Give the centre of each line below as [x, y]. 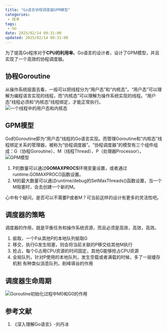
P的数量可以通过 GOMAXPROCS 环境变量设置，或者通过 [70, 168]
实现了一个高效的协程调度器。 [36, 59]
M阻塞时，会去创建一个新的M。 [45, 187]
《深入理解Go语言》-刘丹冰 [41, 324]
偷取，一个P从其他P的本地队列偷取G [50, 238]
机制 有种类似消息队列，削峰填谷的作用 [53, 263]
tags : [11, 24]
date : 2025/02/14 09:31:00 [33, 33]
